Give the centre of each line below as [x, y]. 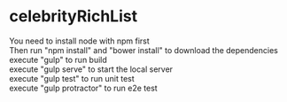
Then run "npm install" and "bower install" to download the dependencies [144, 50]
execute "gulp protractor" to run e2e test [83, 88]
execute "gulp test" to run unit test [72, 78]
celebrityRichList [74, 16]
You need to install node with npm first [80, 41]
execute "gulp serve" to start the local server [91, 69]
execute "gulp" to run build [58, 59]
